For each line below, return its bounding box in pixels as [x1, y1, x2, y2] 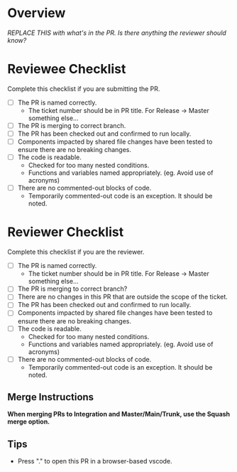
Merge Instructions [7, 391, 94, 403]
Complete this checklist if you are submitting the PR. [7, 84, 160, 93]
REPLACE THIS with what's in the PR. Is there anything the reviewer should [7, 28, 227, 37]
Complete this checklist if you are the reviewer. [7, 247, 145, 257]
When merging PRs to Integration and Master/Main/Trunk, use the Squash [7, 410, 231, 419]
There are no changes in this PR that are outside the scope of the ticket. [17, 293, 228, 301]
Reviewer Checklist [7, 224, 124, 240]
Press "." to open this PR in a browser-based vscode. [17, 457, 172, 466]
